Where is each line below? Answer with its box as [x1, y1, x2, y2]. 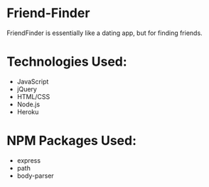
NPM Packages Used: [6, 133, 136, 149]
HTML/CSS [16, 92, 50, 101]
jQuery [16, 84, 37, 93]
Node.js [16, 100, 41, 108]
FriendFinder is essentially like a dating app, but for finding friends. [6, 29, 203, 37]
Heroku [16, 107, 39, 116]
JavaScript [16, 77, 49, 86]
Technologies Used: [6, 54, 127, 70]
